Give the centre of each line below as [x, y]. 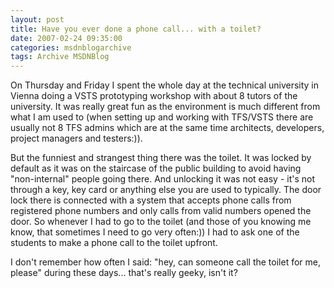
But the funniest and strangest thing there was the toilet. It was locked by [161, 158]
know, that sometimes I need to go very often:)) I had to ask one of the [155, 232]
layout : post [37, 19]
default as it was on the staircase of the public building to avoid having [156, 168]
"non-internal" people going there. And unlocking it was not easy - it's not [163, 179]
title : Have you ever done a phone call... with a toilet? [136, 29]
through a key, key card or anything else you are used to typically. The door [166, 190]
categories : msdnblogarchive [71, 47]
